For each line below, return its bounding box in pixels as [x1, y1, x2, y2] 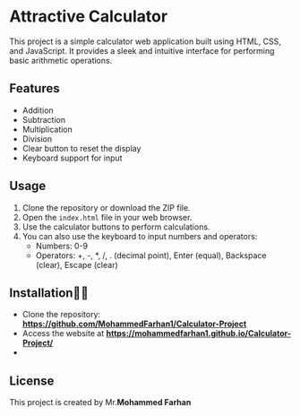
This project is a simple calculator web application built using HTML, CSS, [9, 36, 282, 47]
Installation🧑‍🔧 [9, 285, 90, 300]
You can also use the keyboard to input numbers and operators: [21, 230, 258, 241]
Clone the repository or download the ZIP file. [21, 202, 191, 212]
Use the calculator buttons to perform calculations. [21, 221, 210, 232]
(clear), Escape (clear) [35, 259, 118, 270]
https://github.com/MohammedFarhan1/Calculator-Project [21, 318, 247, 329]
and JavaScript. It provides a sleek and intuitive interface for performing [9, 45, 275, 56]
